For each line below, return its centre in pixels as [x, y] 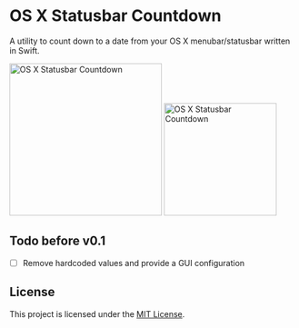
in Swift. [25, 50]
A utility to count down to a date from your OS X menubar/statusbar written [150, 41]
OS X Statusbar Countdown [115, 16]
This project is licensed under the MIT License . [97, 313]
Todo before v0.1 [58, 241]
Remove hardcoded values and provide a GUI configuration [134, 263]
